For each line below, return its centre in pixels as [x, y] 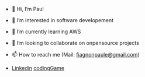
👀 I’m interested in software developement [63, 20]
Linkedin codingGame [38, 68]
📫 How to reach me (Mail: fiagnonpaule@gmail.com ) [75, 55]
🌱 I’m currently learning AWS [46, 32]
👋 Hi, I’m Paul [27, 9]
